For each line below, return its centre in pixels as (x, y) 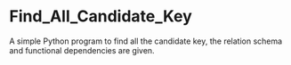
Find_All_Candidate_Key (101, 16)
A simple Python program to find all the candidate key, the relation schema (146, 41)
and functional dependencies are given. (82, 50)
